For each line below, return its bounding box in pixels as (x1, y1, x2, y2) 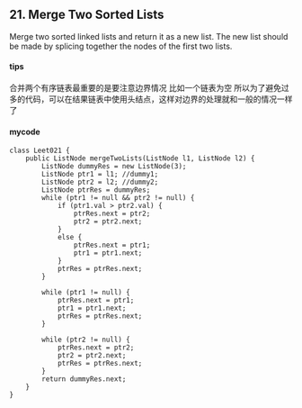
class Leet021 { (9, 146, 70, 156)
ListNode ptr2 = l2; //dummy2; (41, 177, 159, 187)
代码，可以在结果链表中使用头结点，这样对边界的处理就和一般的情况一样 (24, 94, 293, 104)
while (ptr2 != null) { (41, 335, 130, 345)
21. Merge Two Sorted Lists (9, 7, 164, 23)
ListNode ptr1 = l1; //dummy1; (41, 170, 159, 179)
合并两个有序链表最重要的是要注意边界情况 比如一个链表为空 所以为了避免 (9, 83, 281, 94)
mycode (9, 126, 40, 137)
